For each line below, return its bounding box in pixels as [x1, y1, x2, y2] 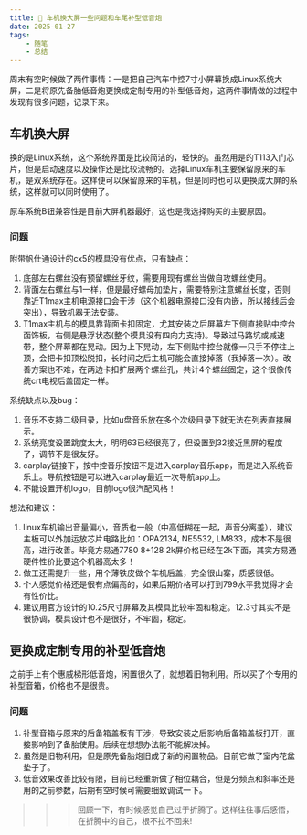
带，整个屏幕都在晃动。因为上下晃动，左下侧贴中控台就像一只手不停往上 [22, 341, 295, 352]
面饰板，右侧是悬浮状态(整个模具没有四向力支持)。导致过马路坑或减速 [22, 330, 286, 341]
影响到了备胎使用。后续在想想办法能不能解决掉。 [30, 739, 216, 750]
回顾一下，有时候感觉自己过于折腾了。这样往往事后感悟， [77, 804, 294, 815]
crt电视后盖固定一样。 [30, 376, 114, 387]
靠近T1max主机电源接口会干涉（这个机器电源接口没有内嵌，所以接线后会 [22, 295, 296, 306]
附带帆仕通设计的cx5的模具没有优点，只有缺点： [9, 253, 192, 264]
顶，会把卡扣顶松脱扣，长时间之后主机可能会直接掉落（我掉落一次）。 [22, 353, 283, 364]
